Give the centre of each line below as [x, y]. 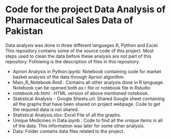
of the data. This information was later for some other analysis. [79, 126]
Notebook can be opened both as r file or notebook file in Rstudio [81, 87]
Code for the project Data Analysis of [86, 9]
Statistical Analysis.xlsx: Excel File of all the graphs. [67, 115]
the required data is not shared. [46, 109]
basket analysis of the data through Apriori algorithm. [69, 77]
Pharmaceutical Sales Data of [69, 20]
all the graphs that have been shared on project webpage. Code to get [87, 104]
